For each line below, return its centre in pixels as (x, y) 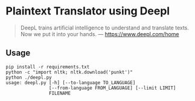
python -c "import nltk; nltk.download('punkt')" (69, 72)
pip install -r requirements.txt (48, 67)
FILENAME (59, 93)
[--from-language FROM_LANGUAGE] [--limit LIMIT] (112, 88)
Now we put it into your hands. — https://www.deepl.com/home (100, 34)
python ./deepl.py (29, 77)
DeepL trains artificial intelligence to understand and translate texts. (105, 28)
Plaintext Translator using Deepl (88, 11)
